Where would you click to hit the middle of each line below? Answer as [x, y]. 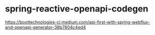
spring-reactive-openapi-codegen [77, 9]
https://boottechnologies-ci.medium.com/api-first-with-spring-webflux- [77, 22]
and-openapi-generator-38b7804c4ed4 [45, 27]
